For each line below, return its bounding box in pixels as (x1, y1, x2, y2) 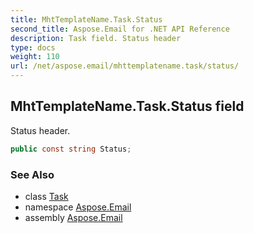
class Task (24, 190, 69, 202)
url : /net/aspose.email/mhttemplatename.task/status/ (10, 61, 240, 71)
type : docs (10, 42, 56, 53)
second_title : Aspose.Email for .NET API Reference (10, 24, 230, 34)
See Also (10, 167, 55, 181)
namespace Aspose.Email (24, 201, 132, 213)
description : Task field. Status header (10, 33, 182, 43)
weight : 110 (10, 52, 60, 62)
